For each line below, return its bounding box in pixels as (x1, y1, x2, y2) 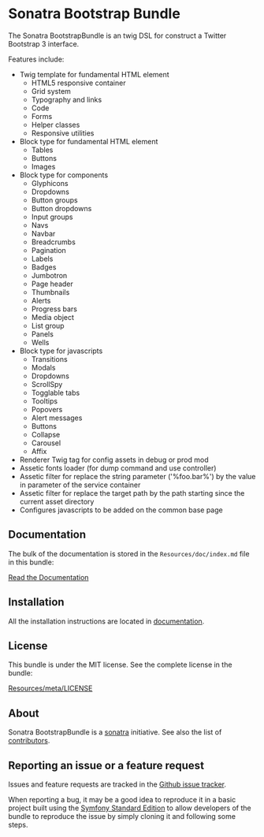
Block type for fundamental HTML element (19, 136, 158, 146)
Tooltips (31, 396, 58, 406)
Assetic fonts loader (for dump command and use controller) (19, 463, 217, 473)
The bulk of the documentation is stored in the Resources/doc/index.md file (8, 549, 250, 558)
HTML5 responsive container (31, 78, 126, 87)
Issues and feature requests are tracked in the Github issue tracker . (8, 779, 227, 789)
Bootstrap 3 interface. (8, 39, 80, 48)
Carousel (31, 438, 61, 448)
